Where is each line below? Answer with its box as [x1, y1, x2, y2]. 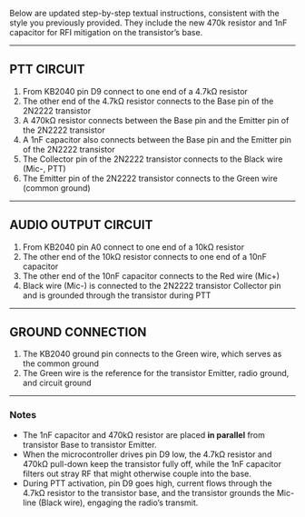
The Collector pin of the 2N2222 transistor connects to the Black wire [22, 154, 283, 164]
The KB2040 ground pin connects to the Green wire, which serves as [22, 349, 282, 360]
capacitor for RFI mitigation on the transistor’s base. [9, 27, 203, 37]
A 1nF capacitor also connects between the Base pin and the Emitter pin [22, 134, 292, 144]
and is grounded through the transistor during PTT [22, 290, 212, 301]
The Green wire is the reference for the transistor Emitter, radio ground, [22, 368, 290, 379]
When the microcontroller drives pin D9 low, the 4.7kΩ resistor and [22, 449, 272, 460]
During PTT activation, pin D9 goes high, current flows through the [22, 477, 272, 489]
